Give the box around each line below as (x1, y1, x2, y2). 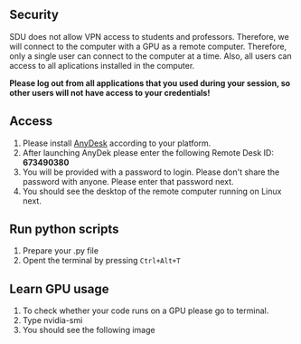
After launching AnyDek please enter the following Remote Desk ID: (22, 147, 274, 158)
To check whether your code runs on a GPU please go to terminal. (22, 305, 269, 316)
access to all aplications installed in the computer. (9, 60, 195, 71)
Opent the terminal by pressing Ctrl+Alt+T (22, 255, 181, 266)
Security (9, 7, 59, 23)
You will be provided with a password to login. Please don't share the (22, 167, 280, 177)
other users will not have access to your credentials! (9, 87, 211, 98)
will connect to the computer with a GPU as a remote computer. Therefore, (9, 41, 287, 52)
